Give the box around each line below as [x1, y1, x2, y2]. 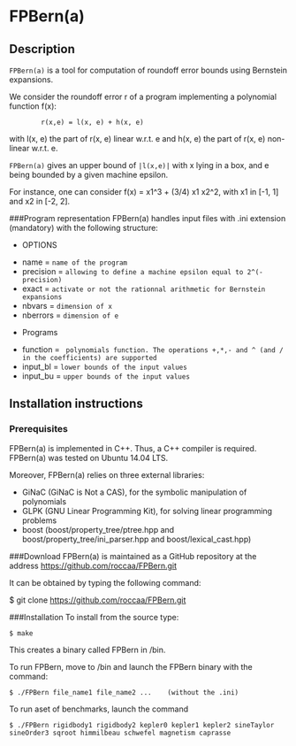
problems [21, 515, 57, 526]
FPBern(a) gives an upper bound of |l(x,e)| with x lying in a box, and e [9, 160, 269, 170]
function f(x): [9, 101, 57, 112]
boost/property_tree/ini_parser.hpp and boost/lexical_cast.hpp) [21, 534, 252, 544]
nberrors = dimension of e [21, 310, 119, 320]
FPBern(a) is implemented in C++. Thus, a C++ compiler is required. [9, 442, 257, 453]
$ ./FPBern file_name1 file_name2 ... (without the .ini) [9, 688, 239, 696]
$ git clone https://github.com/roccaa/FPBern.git [9, 595, 186, 605]
